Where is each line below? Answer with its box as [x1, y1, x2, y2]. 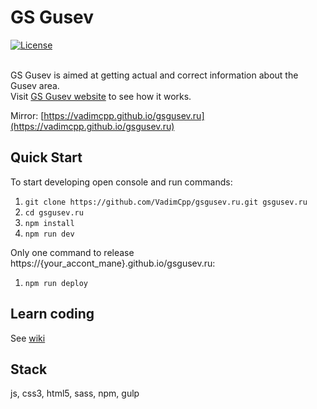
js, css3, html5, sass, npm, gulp [10, 387, 140, 400]
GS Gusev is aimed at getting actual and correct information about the [10, 69, 299, 81]
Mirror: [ [10, 109, 45, 121]
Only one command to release [10, 246, 135, 258]
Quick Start [10, 149, 83, 166]
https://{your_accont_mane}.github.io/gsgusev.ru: [10, 257, 216, 269]
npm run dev [24, 229, 75, 239]
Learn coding [10, 306, 95, 323]
